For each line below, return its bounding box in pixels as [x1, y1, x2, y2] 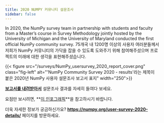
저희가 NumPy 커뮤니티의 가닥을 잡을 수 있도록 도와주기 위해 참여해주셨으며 [5, 47, 149, 53]
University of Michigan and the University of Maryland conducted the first [5, 35, 154, 41]
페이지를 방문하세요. [22, 112, 60, 118]
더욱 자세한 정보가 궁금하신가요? [5, 106, 67, 112]
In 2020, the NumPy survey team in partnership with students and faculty [5, 25, 153, 31]
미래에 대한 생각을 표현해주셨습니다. [18, 53, 87, 59]
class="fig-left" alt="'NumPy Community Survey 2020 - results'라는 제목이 [5, 69, 155, 75]
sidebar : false [5, 12, 36, 17]
